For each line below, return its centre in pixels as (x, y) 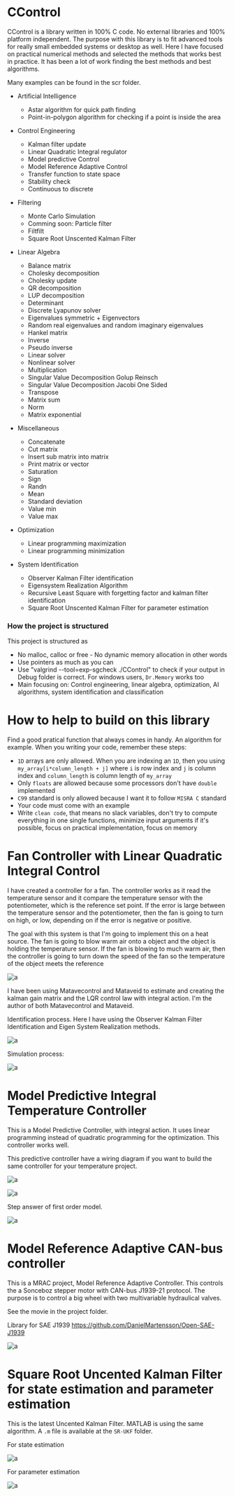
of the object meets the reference (56, 964)
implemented (36, 791)
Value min (42, 508)
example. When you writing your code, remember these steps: (97, 747)
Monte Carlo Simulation (61, 216)
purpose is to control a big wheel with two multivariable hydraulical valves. (115, 1298)
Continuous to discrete (60, 189)
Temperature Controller (77, 1111)
